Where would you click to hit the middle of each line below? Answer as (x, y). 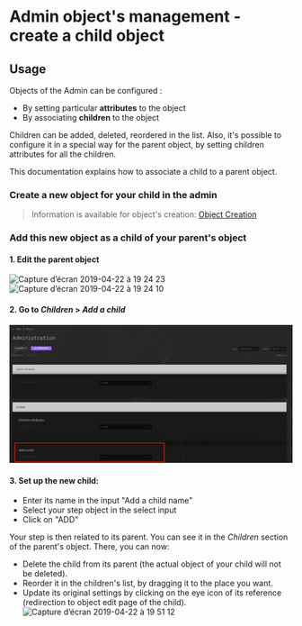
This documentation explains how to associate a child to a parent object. (143, 172)
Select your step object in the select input (99, 510)
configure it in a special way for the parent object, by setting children (137, 145)
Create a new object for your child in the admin (113, 195)
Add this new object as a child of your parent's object (128, 238)
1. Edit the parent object (54, 259)
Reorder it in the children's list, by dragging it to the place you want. (148, 584)
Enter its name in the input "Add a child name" (107, 501)
